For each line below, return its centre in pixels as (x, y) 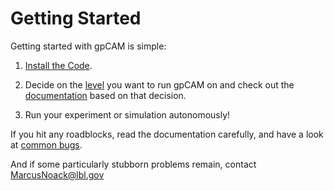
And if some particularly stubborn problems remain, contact (133, 164)
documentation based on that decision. (105, 95)
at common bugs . (46, 144)
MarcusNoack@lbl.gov (57, 174)
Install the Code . (58, 65)
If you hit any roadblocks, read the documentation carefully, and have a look (167, 134)
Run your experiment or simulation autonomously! (127, 114)
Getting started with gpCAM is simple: (88, 46)
